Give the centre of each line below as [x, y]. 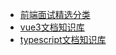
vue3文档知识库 [52, 27]
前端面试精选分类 [55, 14]
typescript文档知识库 [63, 39]
